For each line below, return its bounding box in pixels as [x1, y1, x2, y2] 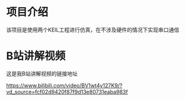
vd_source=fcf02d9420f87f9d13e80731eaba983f [6, 88, 128, 95]
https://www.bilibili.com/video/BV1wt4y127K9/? [6, 81, 123, 89]
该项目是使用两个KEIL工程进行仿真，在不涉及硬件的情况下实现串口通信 [6, 26, 180, 33]
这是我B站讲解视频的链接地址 [6, 70, 78, 77]
